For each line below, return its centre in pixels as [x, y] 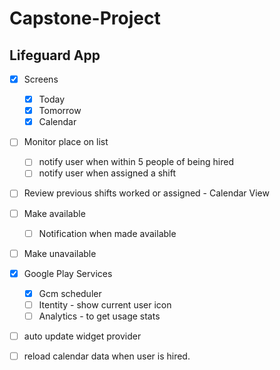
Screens [41, 79]
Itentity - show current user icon [105, 304]
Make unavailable [60, 253]
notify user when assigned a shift [107, 173]
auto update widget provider [82, 336]
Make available [54, 213]
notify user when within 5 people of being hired [136, 162]
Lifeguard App [55, 55]
